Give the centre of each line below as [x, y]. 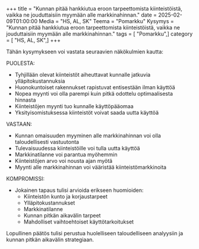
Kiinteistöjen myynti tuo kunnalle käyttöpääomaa [74, 106]
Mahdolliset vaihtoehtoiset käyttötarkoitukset [79, 222]
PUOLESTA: [20, 63]
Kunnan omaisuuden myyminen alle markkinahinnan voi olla [88, 135]
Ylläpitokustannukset [49, 203]
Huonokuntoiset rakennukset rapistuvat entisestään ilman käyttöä [95, 87]
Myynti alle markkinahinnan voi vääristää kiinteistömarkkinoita [91, 167]
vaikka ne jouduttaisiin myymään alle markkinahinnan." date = [82, 15]
